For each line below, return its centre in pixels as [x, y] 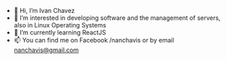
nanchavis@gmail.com [46, 50]
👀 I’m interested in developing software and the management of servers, [117, 18]
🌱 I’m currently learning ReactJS [60, 32]
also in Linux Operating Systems [60, 25]
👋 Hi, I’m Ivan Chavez [44, 11]
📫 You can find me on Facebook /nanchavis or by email [94, 40]
